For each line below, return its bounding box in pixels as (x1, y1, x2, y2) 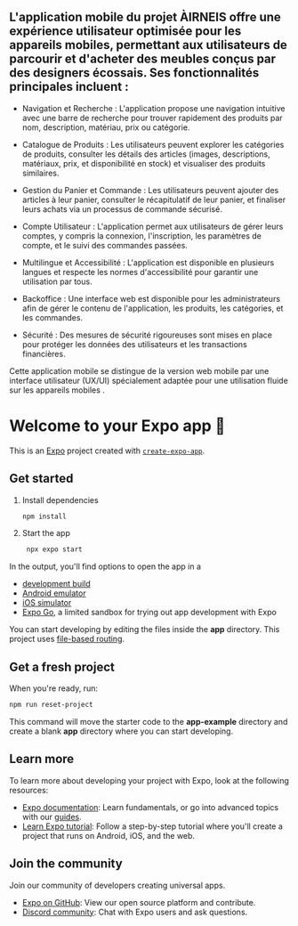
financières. (21, 348, 66, 359)
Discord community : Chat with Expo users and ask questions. (21, 906, 248, 917)
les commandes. (21, 312, 83, 322)
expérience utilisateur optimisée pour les (9, 24, 242, 39)
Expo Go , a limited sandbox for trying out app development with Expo (21, 607, 278, 618)
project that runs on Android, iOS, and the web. (21, 830, 196, 841)
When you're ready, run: (9, 683, 98, 694)
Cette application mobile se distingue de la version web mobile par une (9, 365, 270, 376)
